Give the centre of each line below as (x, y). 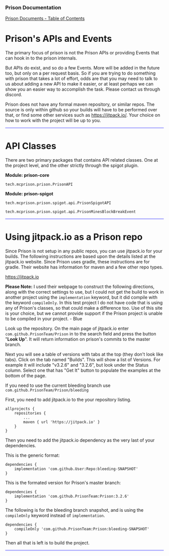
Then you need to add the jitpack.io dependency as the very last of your (80, 440)
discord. (14, 95)
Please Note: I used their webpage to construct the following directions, (80, 287)
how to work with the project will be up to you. (53, 120)
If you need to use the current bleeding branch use (58, 386)
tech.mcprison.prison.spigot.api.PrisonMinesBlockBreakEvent (71, 212)
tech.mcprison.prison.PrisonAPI (39, 185)
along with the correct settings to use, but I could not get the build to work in (84, 292)
